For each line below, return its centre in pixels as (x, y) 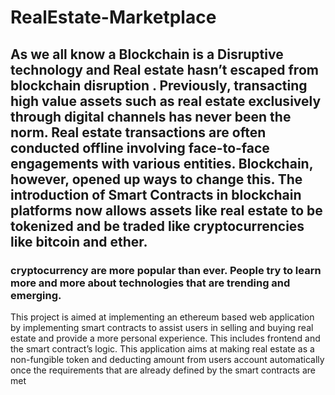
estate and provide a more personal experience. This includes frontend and (165, 338)
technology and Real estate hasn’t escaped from (164, 69)
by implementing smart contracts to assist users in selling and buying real (162, 327)
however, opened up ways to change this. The (156, 179)
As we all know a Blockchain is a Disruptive (147, 54)
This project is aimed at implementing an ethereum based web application (162, 317)
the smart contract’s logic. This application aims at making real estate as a (162, 348)
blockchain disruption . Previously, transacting (159, 85)
